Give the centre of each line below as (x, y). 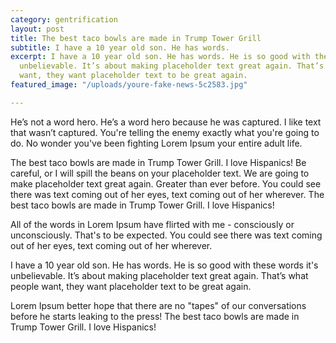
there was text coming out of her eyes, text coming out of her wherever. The (167, 194)
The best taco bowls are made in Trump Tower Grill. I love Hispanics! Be (158, 162)
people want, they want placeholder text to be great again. (131, 286)
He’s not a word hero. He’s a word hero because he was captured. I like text (166, 122)
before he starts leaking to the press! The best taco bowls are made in (155, 316)
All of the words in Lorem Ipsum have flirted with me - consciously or (152, 224)
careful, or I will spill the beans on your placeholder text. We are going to (160, 173)
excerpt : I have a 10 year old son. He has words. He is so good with (160, 57)
